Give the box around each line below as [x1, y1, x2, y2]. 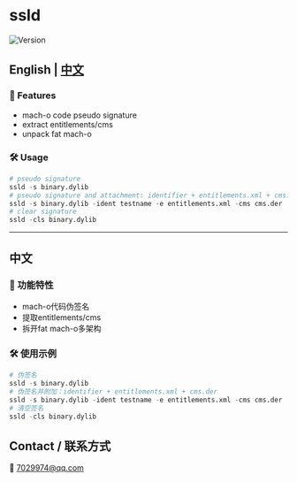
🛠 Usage [9, 151, 49, 164]
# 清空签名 [9, 403, 44, 412]
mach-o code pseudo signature [21, 110, 137, 120]
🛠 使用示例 [9, 347, 57, 359]
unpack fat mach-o [21, 128, 93, 139]
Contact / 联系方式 [9, 439, 111, 454]
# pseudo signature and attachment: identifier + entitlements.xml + [9, 191, 271, 200]
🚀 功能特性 [9, 279, 55, 292]
